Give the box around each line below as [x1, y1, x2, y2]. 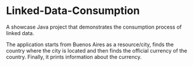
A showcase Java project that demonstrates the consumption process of [6, 23, 182, 30]
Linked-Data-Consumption [6, 4, 140, 18]
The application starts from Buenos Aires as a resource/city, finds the [6, 41, 174, 48]
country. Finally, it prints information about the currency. [6, 53, 142, 60]
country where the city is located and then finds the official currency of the [6, 47, 188, 54]
